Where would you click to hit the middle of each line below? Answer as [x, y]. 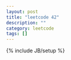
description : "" [26, 23]
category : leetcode [30, 28]
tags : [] [17, 34]
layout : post [22, 12]
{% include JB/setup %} [35, 50]
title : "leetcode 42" [33, 17]
